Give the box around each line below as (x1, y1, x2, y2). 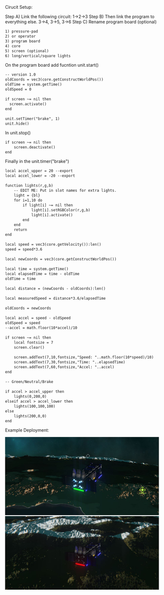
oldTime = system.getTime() (5, 82, 62, 87)
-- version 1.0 (5, 72, 36, 77)
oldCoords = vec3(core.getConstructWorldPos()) (5, 77, 104, 82)
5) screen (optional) (5, 49, 49, 53)
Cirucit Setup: (5, 4, 33, 10)
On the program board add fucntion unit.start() (5, 62, 99, 68)
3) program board (5, 39, 41, 44)
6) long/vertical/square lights (5, 53, 71, 58)
